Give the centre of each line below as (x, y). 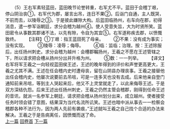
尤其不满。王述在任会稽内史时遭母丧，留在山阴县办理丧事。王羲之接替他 (89, 71)
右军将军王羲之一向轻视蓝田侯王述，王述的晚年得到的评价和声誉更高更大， (83, 64)
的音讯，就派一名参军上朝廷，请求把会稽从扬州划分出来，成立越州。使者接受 (85, 96)
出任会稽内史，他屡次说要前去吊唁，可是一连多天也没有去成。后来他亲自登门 (85, 77)
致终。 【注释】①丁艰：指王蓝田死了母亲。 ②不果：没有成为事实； (85, 39)
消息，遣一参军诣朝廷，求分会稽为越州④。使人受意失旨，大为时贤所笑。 (81, 26)
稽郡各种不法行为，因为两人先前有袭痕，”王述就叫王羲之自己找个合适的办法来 (85, 109)
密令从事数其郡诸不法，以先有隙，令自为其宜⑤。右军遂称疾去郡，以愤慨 (86, 33)
